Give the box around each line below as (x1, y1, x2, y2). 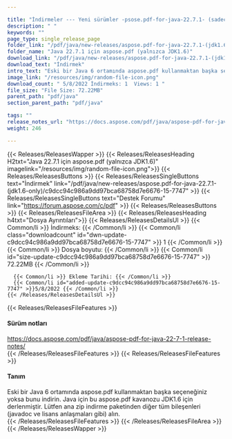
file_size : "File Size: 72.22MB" (7, 87, 104, 94)
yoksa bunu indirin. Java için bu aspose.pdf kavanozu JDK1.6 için (7, 395, 193, 404)
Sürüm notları (7, 319, 48, 328)
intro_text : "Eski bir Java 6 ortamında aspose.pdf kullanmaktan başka (7, 67, 217, 75)
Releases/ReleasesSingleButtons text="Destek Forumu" (7, 194, 166, 202)
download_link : (7, 55, 51, 62)
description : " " (7, 22, 57, 30)
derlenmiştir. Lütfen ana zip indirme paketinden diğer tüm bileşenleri (7, 402, 201, 411)
